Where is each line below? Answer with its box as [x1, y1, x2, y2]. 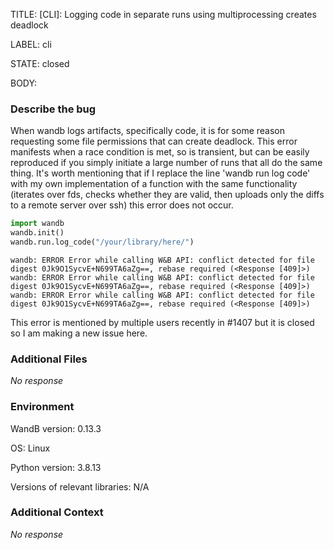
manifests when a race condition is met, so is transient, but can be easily [10, 146, 310, 158]
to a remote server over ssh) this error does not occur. [10, 199, 234, 211]
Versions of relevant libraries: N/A [10, 480, 150, 493]
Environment [10, 400, 75, 414]
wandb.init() [10, 228, 65, 238]
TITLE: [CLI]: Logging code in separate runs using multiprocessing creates [10, 9, 317, 20]
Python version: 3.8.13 [10, 461, 102, 473]
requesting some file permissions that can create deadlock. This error [10, 135, 298, 148]
